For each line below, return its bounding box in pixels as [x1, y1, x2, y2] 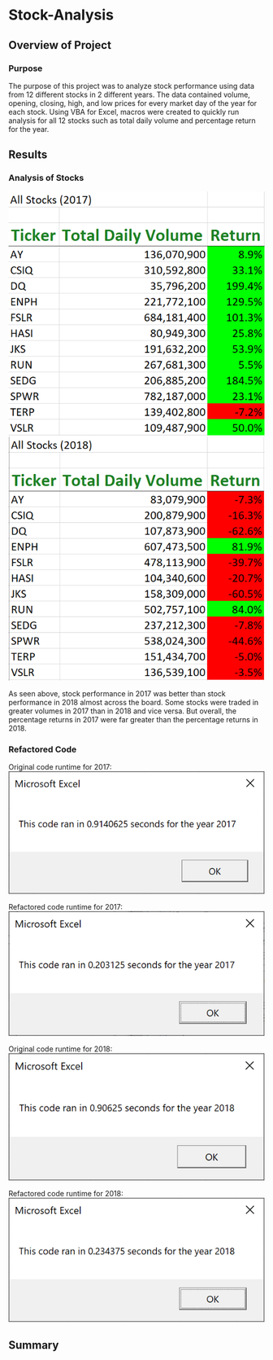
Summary [8, 1338, 59, 1352]
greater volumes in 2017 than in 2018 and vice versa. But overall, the [8, 706, 237, 716]
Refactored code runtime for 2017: [8, 902, 123, 911]
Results [8, 148, 48, 162]
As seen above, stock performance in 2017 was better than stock [8, 688, 226, 698]
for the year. [8, 124, 50, 134]
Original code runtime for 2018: [8, 1044, 113, 1054]
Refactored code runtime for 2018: [8, 1188, 123, 1198]
